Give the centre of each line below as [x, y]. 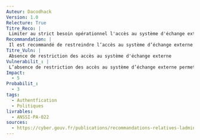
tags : [13, 95]
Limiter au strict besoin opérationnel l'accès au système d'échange [97, 34]
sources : [17, 123]
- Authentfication [35, 100]
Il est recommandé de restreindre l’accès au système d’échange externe [101, 45]
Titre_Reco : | [24, 28]
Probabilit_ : [22, 84]
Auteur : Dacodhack [29, 12]
